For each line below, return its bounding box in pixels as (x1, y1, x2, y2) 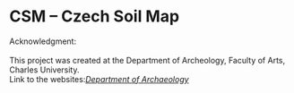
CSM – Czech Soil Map (9, 6, 180, 27)
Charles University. (9, 64, 80, 75)
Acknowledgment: (9, 36, 77, 46)
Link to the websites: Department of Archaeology (9, 73, 190, 84)
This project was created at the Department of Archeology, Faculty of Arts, (9, 55, 286, 65)
